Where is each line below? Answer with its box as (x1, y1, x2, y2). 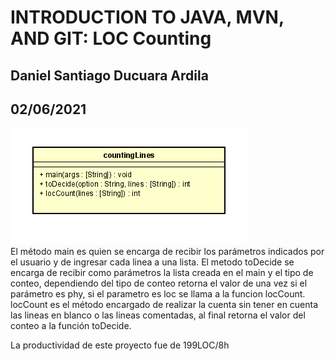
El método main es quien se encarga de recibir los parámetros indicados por (10, 246, 325, 258)
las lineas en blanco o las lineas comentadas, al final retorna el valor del (10, 309, 306, 321)
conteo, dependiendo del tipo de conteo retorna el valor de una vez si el (10, 277, 308, 290)
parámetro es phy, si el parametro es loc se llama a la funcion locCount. (10, 288, 306, 300)
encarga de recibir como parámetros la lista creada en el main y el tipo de (10, 267, 314, 279)
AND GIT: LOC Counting (10, 27, 212, 50)
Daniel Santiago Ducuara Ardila (10, 67, 209, 84)
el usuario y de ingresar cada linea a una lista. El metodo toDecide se (10, 256, 295, 268)
